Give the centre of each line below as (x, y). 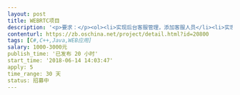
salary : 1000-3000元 (37, 47)
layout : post (27, 14)
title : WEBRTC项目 (34, 21)
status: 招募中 (28, 80)
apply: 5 (20, 67)
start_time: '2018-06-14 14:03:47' (60, 61)
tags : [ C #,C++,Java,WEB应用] (50, 41)
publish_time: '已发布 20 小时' (53, 54)
